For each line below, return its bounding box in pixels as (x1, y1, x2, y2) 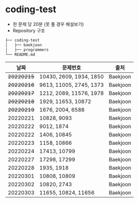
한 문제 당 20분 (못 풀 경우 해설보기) (12, 21, 84, 27)
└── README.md (5, 52, 36, 57)
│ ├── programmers (5, 47, 49, 52)
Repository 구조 (12, 27, 45, 34)
